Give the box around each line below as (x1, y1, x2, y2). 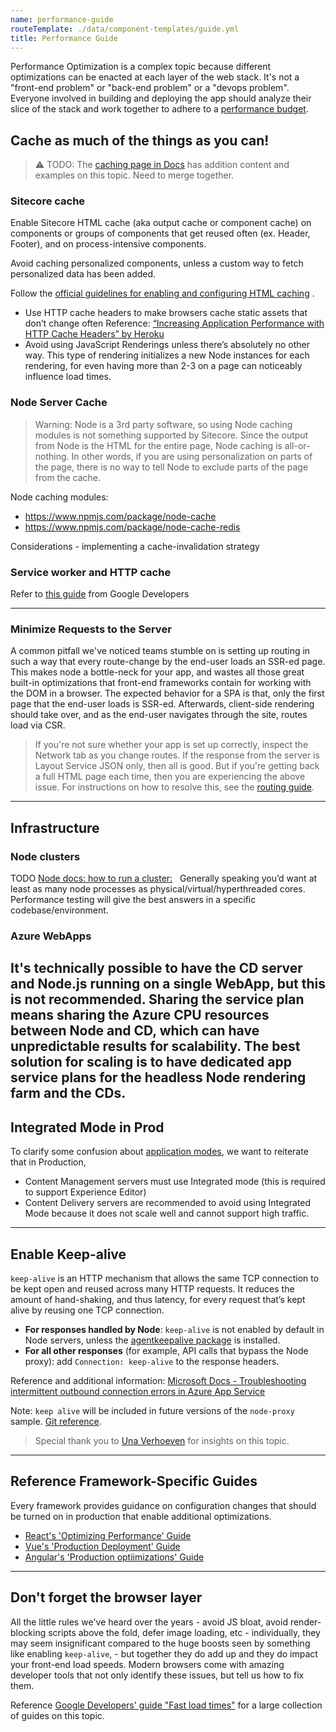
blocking (10, 1626, 47, 1638)
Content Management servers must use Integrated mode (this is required (24, 1176, 326, 1188)
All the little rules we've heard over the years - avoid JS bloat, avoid (10, 1616, 288, 1628)
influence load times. (24, 371, 112, 383)
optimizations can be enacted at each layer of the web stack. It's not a (10, 71, 300, 83)
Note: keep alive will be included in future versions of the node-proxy (10, 1405, 295, 1416)
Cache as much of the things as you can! (10, 132, 270, 149)
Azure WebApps (10, 929, 92, 943)
